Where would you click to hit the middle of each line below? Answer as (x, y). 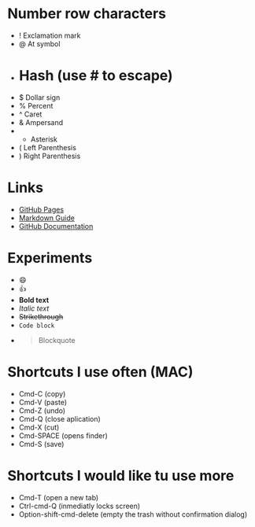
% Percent (36, 105)
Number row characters (87, 14)
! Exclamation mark (50, 35)
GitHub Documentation (56, 226)
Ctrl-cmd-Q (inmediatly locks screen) (79, 506)
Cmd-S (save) (41, 444)
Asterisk (44, 139)
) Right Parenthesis (50, 156)
